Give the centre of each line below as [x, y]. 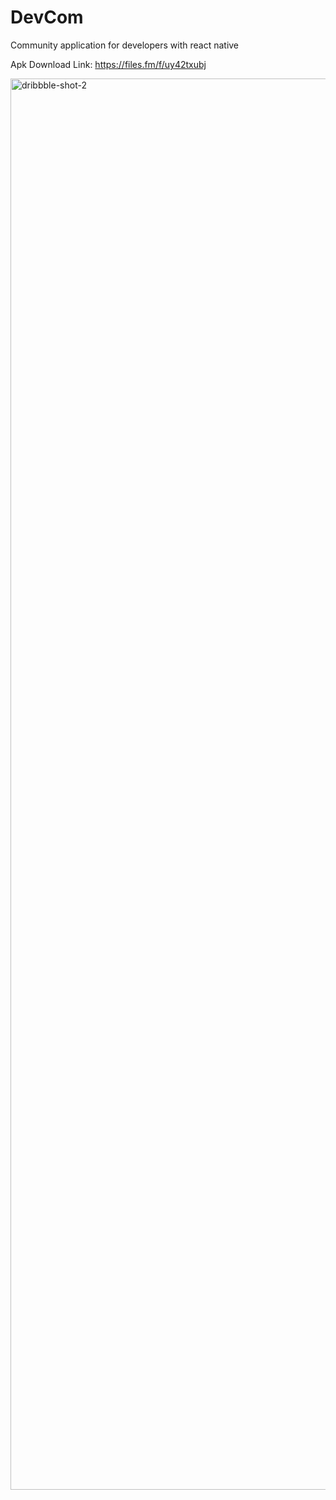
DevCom [47, 17]
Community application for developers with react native [125, 45]
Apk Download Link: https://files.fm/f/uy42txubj [108, 64]
